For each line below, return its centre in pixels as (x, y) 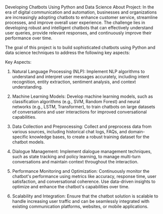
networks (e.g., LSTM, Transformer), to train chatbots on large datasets (84, 107)
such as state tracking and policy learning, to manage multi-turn (76, 157)
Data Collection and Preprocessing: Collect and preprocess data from (82, 126)
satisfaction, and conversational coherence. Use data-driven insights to (84, 181)
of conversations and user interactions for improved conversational (79, 112)
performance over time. (29, 38)
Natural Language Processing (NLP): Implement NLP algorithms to (78, 71)
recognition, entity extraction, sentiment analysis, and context (74, 82)
